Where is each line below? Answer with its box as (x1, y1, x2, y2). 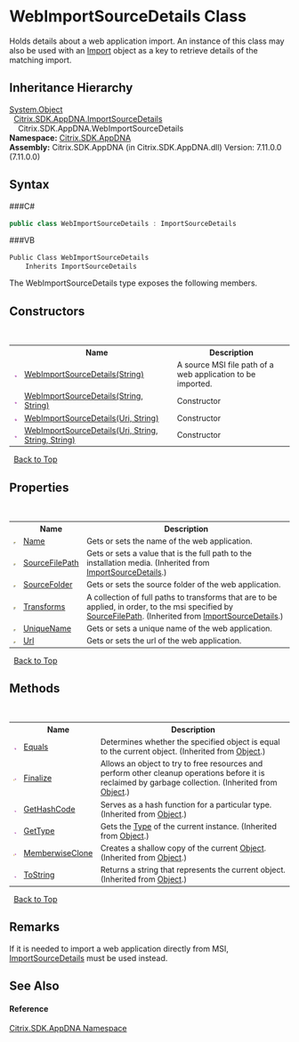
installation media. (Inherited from (85, 558, 210, 569)
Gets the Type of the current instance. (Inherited (100, 820, 278, 831)
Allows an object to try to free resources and (100, 758, 263, 769)
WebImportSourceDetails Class (9, 6, 247, 27)
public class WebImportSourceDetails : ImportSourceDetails (9, 219, 238, 228)
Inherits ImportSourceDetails (25, 263, 138, 271)
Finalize (23, 772, 53, 783)
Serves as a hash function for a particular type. (100, 799, 272, 810)
